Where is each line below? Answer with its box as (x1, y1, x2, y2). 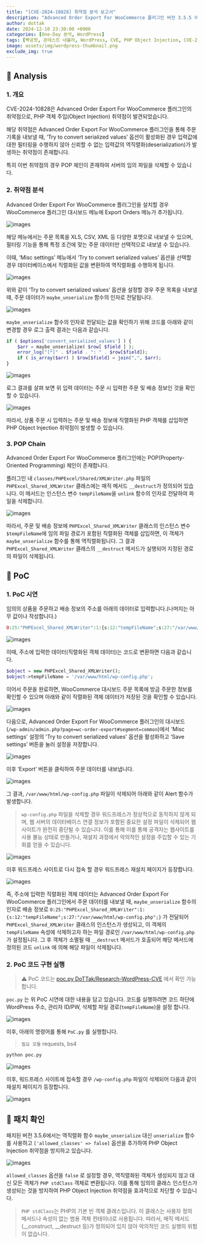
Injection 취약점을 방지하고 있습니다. (6, 1147, 93, 1154)
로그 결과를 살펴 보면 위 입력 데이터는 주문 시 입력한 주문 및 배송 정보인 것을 (6, 384, 184, 392)
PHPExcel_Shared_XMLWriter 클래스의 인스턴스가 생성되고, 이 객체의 (6, 921, 167, 928)
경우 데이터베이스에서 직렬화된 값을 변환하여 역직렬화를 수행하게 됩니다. (6, 261, 175, 268)
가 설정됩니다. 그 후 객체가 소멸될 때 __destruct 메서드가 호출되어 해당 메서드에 (6, 936, 194, 943)
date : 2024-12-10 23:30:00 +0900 (6, 26, 91, 32)
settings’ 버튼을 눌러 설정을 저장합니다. (6, 740, 99, 748)
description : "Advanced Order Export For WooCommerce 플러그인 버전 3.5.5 (6, 15, 192, 21)
